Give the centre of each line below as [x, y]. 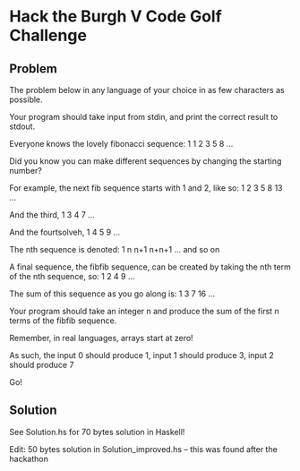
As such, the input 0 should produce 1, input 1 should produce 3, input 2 [142, 355]
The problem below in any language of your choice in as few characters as [147, 90]
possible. [26, 99]
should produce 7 [42, 365]
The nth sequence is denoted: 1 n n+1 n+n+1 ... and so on [115, 249]
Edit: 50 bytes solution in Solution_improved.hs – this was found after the [143, 449]
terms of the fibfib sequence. [63, 321]
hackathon [29, 458]
